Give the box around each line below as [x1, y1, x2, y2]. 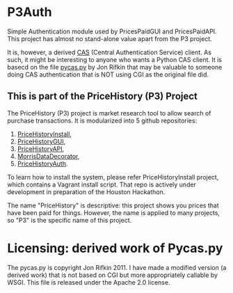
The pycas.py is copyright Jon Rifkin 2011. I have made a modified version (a [7, 263, 227, 271]
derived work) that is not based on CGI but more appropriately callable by [7, 271, 218, 279]
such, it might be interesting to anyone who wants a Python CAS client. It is [7, 55, 223, 63]
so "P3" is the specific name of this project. [7, 216, 132, 224]
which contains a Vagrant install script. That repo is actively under [7, 180, 197, 189]
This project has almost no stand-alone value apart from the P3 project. [7, 34, 212, 42]
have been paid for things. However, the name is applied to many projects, [7, 208, 220, 216]
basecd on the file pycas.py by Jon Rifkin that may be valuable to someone [7, 63, 223, 71]
